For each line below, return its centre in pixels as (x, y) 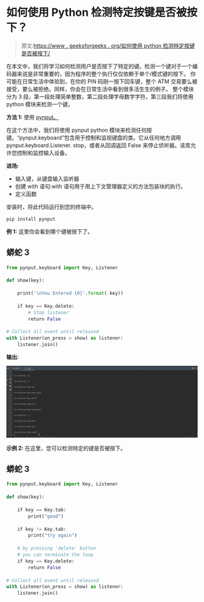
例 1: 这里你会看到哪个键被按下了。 (49, 231)
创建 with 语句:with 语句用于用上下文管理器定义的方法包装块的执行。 (100, 186)
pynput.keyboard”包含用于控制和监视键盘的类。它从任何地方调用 (100, 137)
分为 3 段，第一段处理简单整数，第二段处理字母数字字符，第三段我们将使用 (100, 96)
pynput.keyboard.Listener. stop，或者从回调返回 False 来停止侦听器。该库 (99, 145)
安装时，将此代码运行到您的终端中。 (52, 207)
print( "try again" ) (53, 536)
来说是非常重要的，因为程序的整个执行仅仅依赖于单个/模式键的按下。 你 (106, 74)
